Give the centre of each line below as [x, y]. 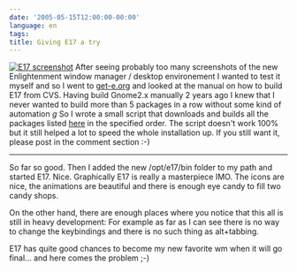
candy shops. [34, 196]
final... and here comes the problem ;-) [80, 258]
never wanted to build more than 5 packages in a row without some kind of [145, 105]
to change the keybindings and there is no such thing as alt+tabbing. [134, 231]
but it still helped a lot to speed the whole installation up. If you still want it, [145, 132]
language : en [33, 26]
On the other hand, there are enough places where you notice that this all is [146, 213]
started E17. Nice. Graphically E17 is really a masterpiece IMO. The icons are [147, 177]
